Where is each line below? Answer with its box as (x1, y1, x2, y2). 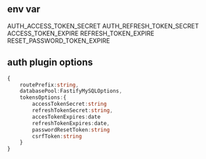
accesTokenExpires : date (32, 113, 101, 120)
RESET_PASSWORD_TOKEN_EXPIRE (7, 36, 110, 45)
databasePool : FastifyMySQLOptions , (19, 88, 123, 95)
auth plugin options (7, 57, 94, 68)
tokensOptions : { (19, 94, 67, 101)
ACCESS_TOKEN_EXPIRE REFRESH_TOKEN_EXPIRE (7, 29, 155, 37)
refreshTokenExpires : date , (32, 120, 110, 127)
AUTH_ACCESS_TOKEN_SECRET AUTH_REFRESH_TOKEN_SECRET (7, 21, 199, 30)
